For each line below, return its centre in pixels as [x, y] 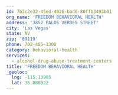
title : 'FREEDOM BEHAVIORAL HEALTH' [51, 66]
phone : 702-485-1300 [32, 45]
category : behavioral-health [42, 50]
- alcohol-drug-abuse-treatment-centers [62, 61]
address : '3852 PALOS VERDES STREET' [53, 22]
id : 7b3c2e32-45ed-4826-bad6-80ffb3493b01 [59, 12]
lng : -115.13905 [31, 77]
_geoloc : [17, 72]
